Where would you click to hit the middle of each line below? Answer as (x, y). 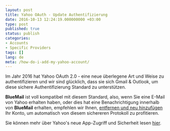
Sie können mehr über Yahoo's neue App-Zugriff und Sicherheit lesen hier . (83, 123)
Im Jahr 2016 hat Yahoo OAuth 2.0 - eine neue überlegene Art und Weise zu (85, 76)
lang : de (14, 57)
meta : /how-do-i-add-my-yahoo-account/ (47, 62)
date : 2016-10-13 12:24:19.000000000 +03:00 (53, 19)
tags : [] (14, 52)
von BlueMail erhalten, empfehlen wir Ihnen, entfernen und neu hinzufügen (84, 108)
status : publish (22, 34)
